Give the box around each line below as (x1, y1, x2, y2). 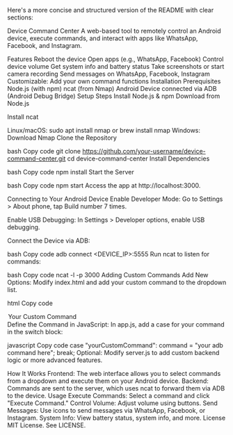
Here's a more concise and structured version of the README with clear (7, 6, 214, 14)
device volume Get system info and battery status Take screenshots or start (7, 63, 225, 70)
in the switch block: (7, 328, 63, 336)
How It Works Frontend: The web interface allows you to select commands (7, 370, 221, 377)
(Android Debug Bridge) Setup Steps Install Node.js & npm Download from (7, 92, 220, 100)
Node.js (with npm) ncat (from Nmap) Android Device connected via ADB (7, 85, 217, 92)
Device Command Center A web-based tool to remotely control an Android (7, 27, 221, 35)
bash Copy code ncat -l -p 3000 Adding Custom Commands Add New (7, 271, 209, 279)
